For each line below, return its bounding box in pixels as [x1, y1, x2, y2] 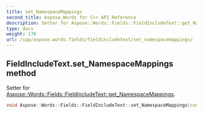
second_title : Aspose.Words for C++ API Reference [6, 14, 137, 20]
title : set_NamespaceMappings [6, 8, 83, 15]
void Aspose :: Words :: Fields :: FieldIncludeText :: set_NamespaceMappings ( [6, 102, 190, 108]
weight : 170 [6, 31, 36, 37]
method [6, 68, 36, 79]
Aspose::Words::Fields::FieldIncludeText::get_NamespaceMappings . [6, 91, 176, 98]
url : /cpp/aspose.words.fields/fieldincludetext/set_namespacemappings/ [6, 37, 193, 43]
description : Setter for [6, 20, 69, 26]
